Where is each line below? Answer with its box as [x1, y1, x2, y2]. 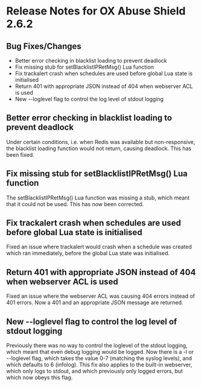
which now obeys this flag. [6, 374, 73, 381]
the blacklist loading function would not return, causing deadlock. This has [6, 145, 192, 152]
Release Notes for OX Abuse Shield [6, 4, 186, 18]
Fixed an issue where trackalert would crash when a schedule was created [6, 243, 192, 251]
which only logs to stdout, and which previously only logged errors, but [6, 368, 183, 375]
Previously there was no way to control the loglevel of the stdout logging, [6, 342, 188, 349]
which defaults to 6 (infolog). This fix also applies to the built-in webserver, [6, 361, 192, 368]
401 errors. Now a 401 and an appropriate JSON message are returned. [6, 299, 184, 306]
